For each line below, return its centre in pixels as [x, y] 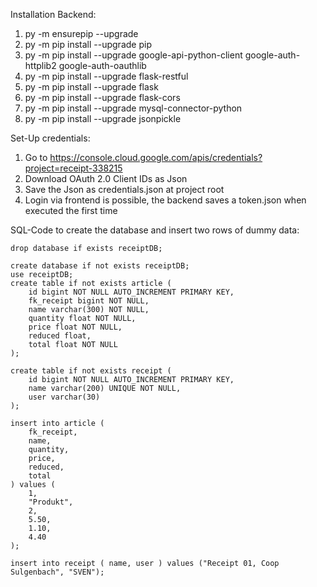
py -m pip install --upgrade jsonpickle [103, 118]
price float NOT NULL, [75, 327]
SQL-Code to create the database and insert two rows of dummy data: [155, 230]
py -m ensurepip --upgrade [81, 33]
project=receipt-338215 [73, 168]
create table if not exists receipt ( [91, 371]
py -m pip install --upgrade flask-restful [106, 76]
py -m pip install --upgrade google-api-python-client [133, 55]
